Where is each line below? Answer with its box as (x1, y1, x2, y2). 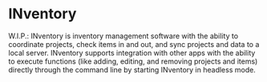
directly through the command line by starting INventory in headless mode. (8, 64, 257, 74)
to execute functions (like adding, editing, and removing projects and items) (8, 57, 258, 66)
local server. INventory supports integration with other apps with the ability (8, 48, 256, 57)
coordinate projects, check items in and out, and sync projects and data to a (8, 39, 260, 49)
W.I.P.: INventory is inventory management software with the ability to (8, 31, 239, 41)
